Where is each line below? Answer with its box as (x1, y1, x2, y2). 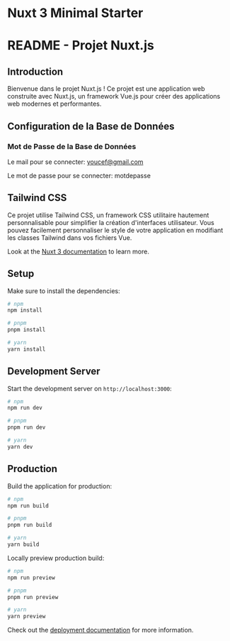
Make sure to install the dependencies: (7, 286, 120, 295)
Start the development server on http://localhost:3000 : (7, 384, 172, 393)
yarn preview (7, 613, 46, 620)
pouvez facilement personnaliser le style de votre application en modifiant (7, 226, 224, 234)
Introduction (7, 65, 64, 77)
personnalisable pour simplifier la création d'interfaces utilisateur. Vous (7, 218, 214, 226)
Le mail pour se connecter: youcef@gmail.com (7, 158, 144, 166)
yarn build (7, 541, 40, 548)
